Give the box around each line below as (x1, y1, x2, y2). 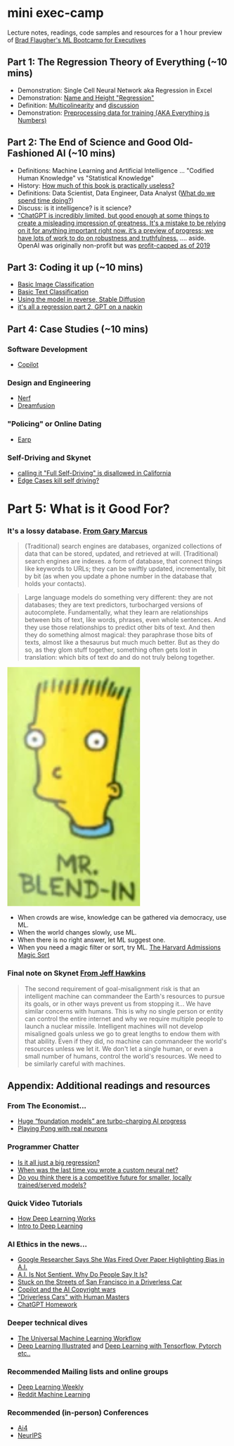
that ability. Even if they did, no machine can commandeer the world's (24, 1037, 227, 1045)
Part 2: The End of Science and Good (7, 136, 171, 149)
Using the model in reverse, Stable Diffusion (17, 295, 145, 304)
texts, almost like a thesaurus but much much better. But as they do (24, 638, 220, 647)
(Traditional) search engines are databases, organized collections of (24, 542, 223, 551)
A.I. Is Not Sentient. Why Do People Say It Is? (17, 1270, 148, 1279)
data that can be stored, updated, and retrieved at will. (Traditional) (24, 549, 219, 558)
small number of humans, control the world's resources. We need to (24, 1052, 222, 1060)
